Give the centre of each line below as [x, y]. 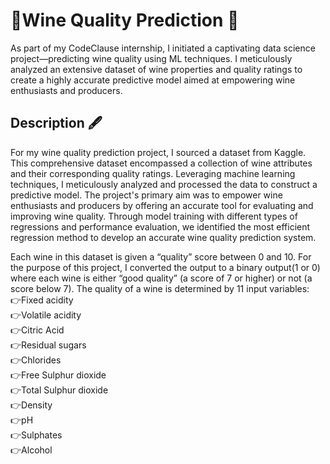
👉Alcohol [31, 450]
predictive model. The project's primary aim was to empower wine [146, 195]
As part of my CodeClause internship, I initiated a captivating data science [163, 48]
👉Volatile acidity [46, 315]
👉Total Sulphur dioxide [59, 390]
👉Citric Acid [37, 330]
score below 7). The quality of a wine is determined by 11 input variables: [160, 288]
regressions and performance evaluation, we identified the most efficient [160, 226]
